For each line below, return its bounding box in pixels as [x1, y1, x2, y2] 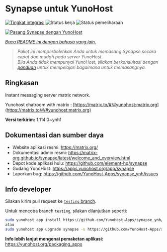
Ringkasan [5, 79, 39, 87]
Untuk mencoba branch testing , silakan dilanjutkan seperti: [5, 208, 128, 214]
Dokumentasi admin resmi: [12, 149, 67, 155]
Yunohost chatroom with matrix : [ [5, 102, 75, 108]
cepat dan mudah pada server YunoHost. [17, 53, 103, 60]
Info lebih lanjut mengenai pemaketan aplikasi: [5, 236, 103, 242]
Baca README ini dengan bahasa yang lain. [5, 38, 96, 45]
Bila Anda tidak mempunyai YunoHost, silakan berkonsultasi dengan [17, 59, 159, 65]
